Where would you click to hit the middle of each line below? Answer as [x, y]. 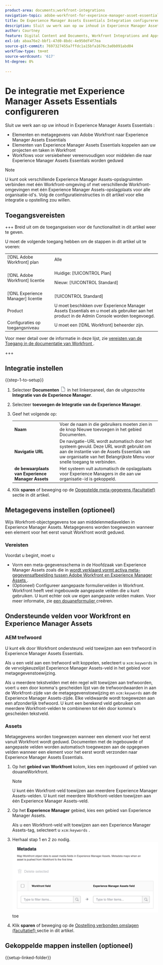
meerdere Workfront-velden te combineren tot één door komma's [71, 708]
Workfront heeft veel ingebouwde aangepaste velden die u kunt [76, 591]
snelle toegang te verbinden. [88, 462]
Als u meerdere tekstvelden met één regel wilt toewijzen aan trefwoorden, [79, 682]
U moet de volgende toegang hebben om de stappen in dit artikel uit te [76, 241]
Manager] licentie [25, 299]
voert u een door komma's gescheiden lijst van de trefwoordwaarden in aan [81, 688]
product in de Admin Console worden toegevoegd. [105, 316]
